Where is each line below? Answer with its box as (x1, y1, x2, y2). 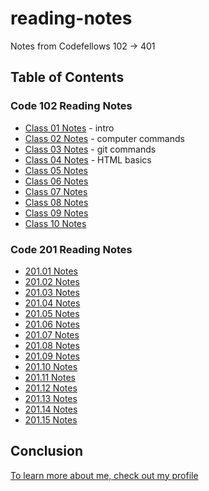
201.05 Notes (24, 307, 80, 319)
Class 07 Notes (24, 185, 88, 197)
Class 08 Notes (24, 196, 89, 208)
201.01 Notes (24, 265, 78, 277)
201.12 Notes (24, 382, 78, 394)
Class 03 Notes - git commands (24, 143, 157, 155)
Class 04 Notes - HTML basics (24, 153, 152, 166)
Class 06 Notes (24, 175, 89, 187)
